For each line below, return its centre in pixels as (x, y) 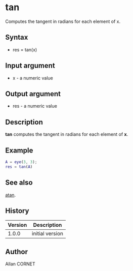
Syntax (17, 37)
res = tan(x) (25, 49)
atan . (11, 195)
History (17, 211)
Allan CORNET (20, 264)
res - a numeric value (35, 106)
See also (19, 183)
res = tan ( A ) (19, 167)
